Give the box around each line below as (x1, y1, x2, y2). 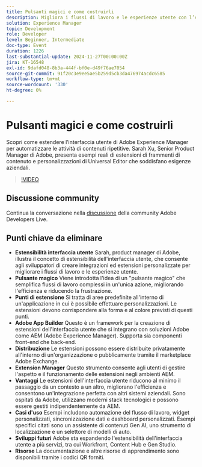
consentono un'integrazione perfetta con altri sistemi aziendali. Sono (14, 390, 186, 397)
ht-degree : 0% (6, 87, 42, 93)
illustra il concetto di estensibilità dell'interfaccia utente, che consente (14, 255, 188, 263)
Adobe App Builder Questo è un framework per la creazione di (14, 319, 171, 327)
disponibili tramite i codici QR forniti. (14, 454, 105, 461)
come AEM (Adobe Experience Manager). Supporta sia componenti (14, 332, 182, 339)
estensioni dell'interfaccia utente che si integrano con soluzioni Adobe (14, 326, 189, 333)
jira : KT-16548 (6, 59, 44, 65)
